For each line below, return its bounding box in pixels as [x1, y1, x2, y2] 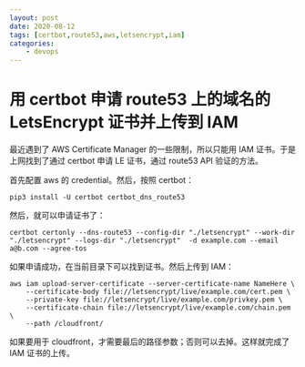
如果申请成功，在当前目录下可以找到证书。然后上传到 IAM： [9, 261, 235, 272]
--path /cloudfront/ [25, 320, 104, 329]
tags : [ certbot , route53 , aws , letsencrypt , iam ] [9, 30, 185, 39]
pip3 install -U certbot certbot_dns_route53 [9, 193, 185, 202]
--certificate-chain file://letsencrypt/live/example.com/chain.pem [25, 303, 291, 312]
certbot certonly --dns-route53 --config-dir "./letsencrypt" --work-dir [9, 229, 296, 238]
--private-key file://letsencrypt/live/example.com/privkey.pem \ [25, 295, 283, 305]
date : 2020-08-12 [9, 22, 76, 31]
